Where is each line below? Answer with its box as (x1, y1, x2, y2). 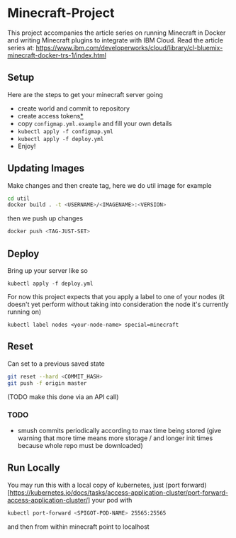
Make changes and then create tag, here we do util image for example (7, 181, 212, 189)
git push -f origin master (7, 379, 87, 387)
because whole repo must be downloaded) (17, 441, 143, 449)
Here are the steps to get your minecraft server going (7, 90, 163, 99)
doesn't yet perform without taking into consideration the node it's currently (7, 300, 229, 308)
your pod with (91, 495, 133, 504)
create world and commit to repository (17, 104, 130, 113)
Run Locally (7, 462, 60, 474)
